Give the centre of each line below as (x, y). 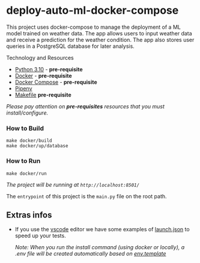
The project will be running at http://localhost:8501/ (73, 185)
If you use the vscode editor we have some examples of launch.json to (102, 229)
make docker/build (29, 141)
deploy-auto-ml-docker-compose (92, 10)
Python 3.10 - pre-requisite (49, 69)
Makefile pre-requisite (43, 95)
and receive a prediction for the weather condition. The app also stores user (100, 40)
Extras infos (29, 215)
